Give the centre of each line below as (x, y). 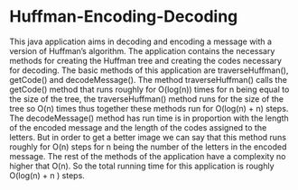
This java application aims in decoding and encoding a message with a (141, 41)
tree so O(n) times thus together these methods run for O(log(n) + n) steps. (149, 108)
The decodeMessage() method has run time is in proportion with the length (149, 118)
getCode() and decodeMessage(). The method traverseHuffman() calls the (148, 79)
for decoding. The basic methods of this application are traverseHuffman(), (149, 70)
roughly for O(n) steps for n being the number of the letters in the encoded (148, 147)
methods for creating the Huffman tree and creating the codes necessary (146, 60)
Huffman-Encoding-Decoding (124, 17)
